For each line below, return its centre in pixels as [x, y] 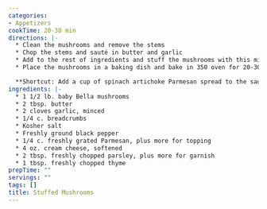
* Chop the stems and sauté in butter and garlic [99, 52]
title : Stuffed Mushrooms [51, 192]
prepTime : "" [30, 170]
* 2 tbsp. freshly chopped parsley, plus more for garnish [115, 156]
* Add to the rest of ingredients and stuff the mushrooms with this [133, 60]
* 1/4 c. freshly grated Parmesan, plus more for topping [114, 141]
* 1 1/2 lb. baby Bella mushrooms [72, 96]
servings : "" [30, 178]
